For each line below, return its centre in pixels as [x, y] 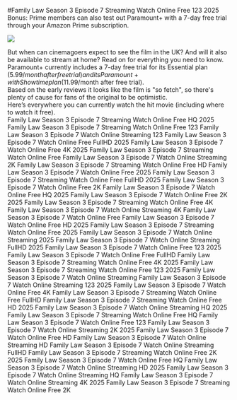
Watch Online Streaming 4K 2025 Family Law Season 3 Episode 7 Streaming [119, 382]
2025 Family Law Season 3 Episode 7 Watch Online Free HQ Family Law [112, 360]
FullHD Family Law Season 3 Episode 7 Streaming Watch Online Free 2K [112, 352]
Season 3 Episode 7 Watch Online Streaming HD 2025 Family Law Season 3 [118, 367]
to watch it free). [31, 112]
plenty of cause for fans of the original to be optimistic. [87, 97]
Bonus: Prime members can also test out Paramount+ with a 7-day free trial [117, 18]
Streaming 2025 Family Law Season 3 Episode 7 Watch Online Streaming [114, 240]
